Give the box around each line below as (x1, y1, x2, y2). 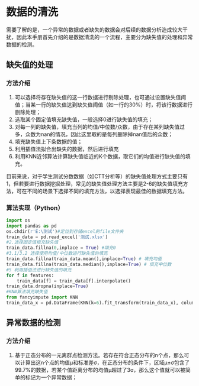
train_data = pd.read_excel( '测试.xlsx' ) (6, 234, 108, 240)
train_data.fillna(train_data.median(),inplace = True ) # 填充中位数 (6, 261, 172, 267)
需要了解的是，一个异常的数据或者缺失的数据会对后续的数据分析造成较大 (6, 26, 182, 33)
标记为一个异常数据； (25, 374, 78, 381)
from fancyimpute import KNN (6, 294, 78, 300)
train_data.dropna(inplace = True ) (6, 283, 89, 290)
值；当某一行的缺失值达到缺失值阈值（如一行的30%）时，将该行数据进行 (14, 101, 193, 108)
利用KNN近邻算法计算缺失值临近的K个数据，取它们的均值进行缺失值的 (14, 153, 185, 160)
